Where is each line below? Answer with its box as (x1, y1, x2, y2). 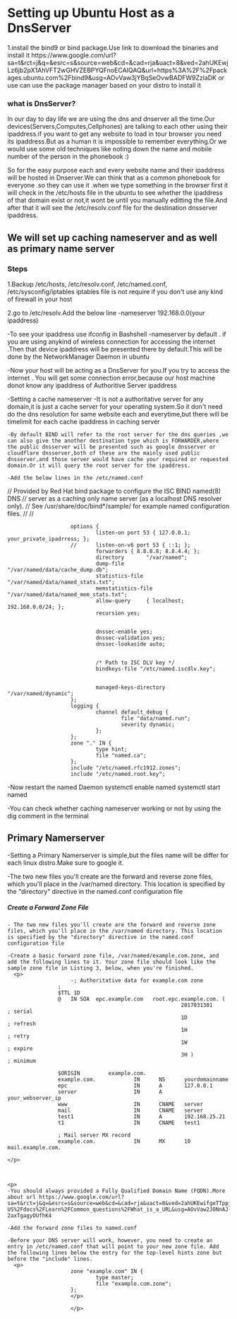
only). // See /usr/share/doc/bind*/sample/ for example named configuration (7, 501, 230, 510)
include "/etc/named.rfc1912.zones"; (70, 764, 181, 772)
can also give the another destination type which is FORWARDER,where (7, 437, 219, 444)
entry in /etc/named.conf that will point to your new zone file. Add (7, 1243, 219, 1250)
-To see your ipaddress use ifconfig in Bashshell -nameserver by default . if (7, 330, 226, 338)
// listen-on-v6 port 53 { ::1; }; (70, 541, 191, 549)
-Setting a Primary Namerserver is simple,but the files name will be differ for (7, 851, 229, 859)
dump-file (95, 560, 125, 567)
